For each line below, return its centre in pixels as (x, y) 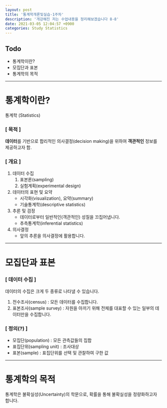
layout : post (19, 10)
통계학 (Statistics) (23, 115)
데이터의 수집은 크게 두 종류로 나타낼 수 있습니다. (52, 291)
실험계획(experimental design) (50, 186)
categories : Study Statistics (37, 28)
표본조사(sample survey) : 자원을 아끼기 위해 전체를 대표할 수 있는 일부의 (83, 308)
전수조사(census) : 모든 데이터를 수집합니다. (55, 302)
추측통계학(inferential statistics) (51, 223)
